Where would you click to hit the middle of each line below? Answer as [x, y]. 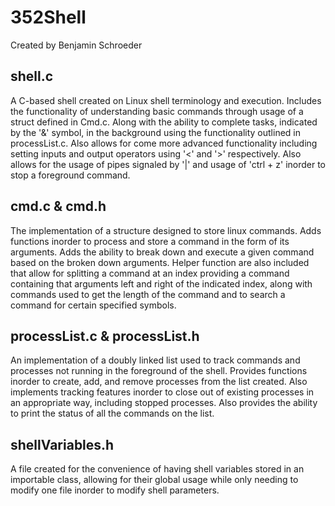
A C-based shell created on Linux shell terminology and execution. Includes [166, 100]
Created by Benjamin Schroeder [76, 45]
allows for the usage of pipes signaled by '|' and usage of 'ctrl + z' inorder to [168, 164]
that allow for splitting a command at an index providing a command [150, 273]
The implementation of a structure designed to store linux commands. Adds [166, 230]
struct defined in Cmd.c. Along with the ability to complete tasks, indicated [164, 122]
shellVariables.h [62, 444]
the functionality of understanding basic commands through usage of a [157, 111]
